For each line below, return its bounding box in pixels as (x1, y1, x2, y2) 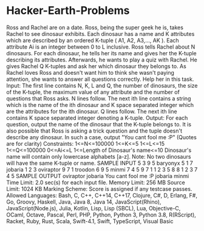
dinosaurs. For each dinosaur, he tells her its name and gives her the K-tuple (6, 49, 197, 57)
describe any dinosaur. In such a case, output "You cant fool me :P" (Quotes (6, 133, 197, 140)
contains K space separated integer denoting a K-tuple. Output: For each (6, 114, 188, 122)
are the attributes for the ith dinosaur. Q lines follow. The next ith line (6, 108, 177, 115)
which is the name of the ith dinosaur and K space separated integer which (6, 101, 194, 108)
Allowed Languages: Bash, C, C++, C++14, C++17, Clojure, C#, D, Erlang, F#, (6, 191, 198, 199)
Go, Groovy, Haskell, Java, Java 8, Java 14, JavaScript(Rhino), (6, 198, 161, 205)
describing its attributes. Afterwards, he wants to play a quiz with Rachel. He (6, 56, 197, 63)
